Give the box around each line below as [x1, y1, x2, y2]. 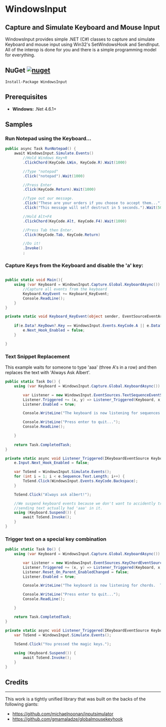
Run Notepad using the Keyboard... [5, 135, 91, 142]
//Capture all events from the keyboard [23, 287, 107, 292]
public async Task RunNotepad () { [5, 146, 77, 151]
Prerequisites [5, 93, 47, 101]
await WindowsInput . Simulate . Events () [14, 151, 94, 156]
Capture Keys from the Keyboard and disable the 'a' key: [5, 262, 144, 269]
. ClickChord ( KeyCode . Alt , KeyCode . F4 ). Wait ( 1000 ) [23, 218, 127, 223]
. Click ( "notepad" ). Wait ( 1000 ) [23, 173, 85, 178]
